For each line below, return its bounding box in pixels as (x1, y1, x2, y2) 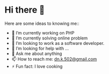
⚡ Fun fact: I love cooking (11, 63, 63, 69)
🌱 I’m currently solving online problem (11, 35, 88, 41)
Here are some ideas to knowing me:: (4, 20, 80, 26)
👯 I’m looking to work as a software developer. (11, 40, 105, 46)
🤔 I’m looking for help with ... (11, 45, 69, 51)
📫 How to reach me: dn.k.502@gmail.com (11, 56, 97, 62)
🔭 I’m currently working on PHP (11, 30, 75, 36)
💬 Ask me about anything (11, 51, 62, 56)
